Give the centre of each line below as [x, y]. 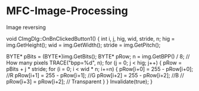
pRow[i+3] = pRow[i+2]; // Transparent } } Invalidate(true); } [80, 82]
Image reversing [26, 27]
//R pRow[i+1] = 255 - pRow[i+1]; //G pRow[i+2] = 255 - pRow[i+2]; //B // [95, 75]
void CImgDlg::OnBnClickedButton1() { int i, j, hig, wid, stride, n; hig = [91, 38]
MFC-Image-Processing [67, 11]
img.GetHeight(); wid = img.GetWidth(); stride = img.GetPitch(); [83, 45]
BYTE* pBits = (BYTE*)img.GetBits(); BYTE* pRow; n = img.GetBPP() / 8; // [98, 56]
